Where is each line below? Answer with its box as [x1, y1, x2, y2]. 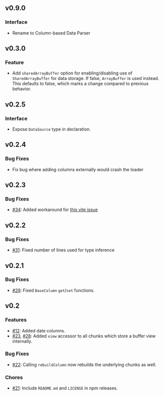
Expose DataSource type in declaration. [12, 126, 91, 132]
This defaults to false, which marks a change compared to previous [12, 81, 149, 87]
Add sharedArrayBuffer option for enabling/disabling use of [12, 70, 133, 76]
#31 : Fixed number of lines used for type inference [12, 247, 114, 253]
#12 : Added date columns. [12, 327, 65, 333]
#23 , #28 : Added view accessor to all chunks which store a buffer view [12, 333, 156, 339]
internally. [12, 338, 32, 344]
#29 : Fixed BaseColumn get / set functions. [12, 287, 95, 293]
